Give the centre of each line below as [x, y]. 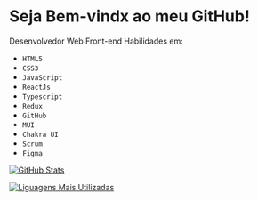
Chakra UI [40, 134]
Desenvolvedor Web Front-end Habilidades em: [97, 41]
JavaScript [42, 77]
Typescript [42, 96]
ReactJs [36, 87]
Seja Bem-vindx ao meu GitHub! [130, 16]
